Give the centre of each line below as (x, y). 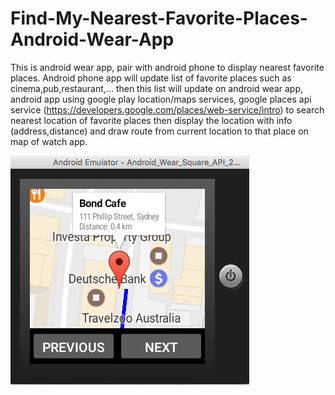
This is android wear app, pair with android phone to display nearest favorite (167, 67)
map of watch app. (49, 141)
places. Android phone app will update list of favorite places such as (151, 78)
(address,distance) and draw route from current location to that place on (159, 131)
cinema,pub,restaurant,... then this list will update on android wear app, (157, 88)
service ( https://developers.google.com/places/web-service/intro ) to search (167, 109)
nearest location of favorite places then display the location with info (151, 120)
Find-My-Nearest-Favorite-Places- (159, 18)
